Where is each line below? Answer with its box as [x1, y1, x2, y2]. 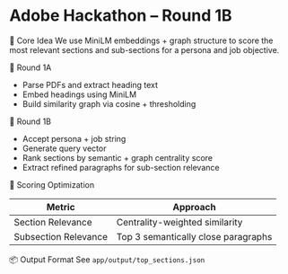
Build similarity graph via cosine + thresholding [22, 98, 196, 109]
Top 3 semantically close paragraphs [116, 230, 273, 243]
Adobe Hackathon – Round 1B [9, 5, 232, 26]
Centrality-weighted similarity [116, 216, 243, 228]
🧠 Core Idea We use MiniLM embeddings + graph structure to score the [9, 35, 274, 46]
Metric [46, 200, 75, 213]
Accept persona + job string [22, 133, 127, 144]
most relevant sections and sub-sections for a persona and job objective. [9, 44, 280, 55]
